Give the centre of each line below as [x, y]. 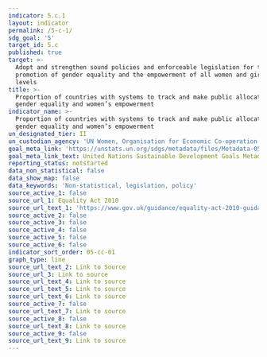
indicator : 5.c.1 [37, 16]
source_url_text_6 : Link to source [67, 297]
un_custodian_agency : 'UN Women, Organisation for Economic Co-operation [133, 141]
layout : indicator [39, 23]
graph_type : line [37, 259]
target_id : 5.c [33, 45]
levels [26, 82]
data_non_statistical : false [56, 171]
